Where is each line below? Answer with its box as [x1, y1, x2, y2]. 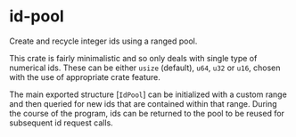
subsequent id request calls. [9, 117, 113, 128]
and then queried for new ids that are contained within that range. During [9, 98, 278, 109]
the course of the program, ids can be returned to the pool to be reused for [9, 108, 285, 118]
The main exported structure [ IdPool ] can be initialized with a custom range [9, 89, 287, 100]
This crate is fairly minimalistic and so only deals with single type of [9, 52, 258, 63]
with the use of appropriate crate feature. [9, 71, 160, 82]
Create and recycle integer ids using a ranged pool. [9, 36, 198, 46]
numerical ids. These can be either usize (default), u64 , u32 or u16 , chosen [9, 62, 281, 73]
